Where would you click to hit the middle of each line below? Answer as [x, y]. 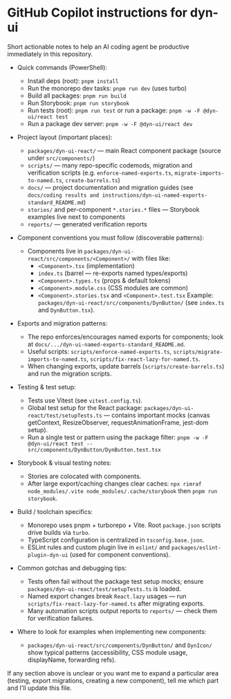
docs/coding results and [63, 195]
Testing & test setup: [46, 387]
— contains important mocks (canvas [157, 415]
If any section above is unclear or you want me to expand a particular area [113, 673]
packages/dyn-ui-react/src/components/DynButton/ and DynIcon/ [120, 645]
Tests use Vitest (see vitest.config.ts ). [85, 400]
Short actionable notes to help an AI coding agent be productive [99, 46]
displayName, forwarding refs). [72, 660]
